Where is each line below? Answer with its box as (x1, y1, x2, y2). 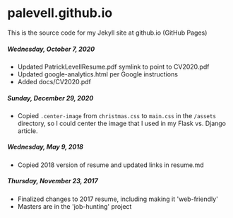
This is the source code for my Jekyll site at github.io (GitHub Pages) (7, 28, 208, 37)
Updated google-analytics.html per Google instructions (17, 69, 179, 79)
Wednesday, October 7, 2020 (7, 45, 95, 53)
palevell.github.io (7, 5, 113, 21)
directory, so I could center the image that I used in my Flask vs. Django (17, 119, 227, 127)
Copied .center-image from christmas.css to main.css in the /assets (17, 111, 217, 120)
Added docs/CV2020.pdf (17, 77, 92, 86)
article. (17, 126, 38, 135)
